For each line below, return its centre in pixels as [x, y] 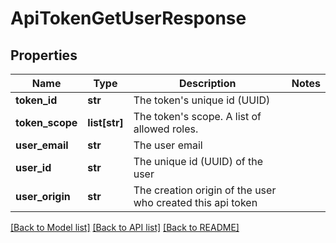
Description [208, 83]
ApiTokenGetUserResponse [128, 18]
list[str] [105, 122]
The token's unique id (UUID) [202, 100]
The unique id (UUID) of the [198, 161]
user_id [33, 167]
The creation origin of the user [205, 190]
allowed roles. [166, 129]
